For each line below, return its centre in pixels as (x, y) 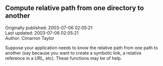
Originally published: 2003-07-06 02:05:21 (49, 28)
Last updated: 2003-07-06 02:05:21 (42, 33)
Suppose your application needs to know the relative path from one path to (82, 48)
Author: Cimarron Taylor (30, 38)
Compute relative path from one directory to (75, 8)
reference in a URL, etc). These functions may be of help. (64, 58)
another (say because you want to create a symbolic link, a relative (73, 53)
